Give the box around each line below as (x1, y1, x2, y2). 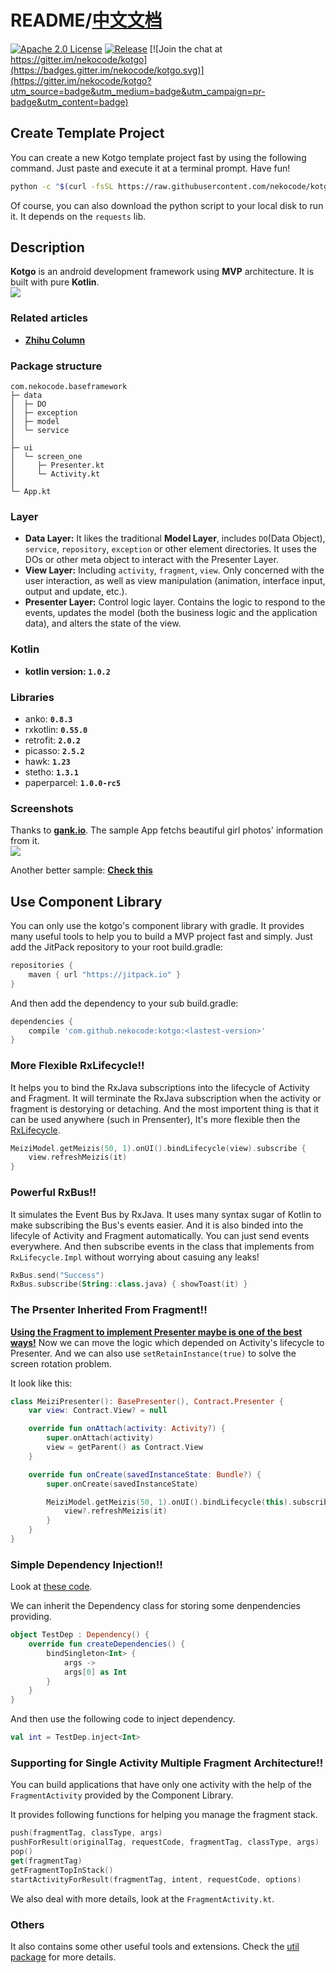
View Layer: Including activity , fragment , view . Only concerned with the (24, 564, 325, 576)
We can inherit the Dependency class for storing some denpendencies (10, 1600, 301, 1612)
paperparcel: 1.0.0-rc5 (24, 776, 122, 788)
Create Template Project (10, 125, 165, 142)
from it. (10, 835, 40, 847)
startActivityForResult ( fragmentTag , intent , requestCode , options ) (10, 1874, 302, 1885)
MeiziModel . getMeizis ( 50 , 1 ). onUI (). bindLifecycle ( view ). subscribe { (10, 1143, 307, 1153)
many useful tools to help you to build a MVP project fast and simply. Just (10, 931, 313, 943)
